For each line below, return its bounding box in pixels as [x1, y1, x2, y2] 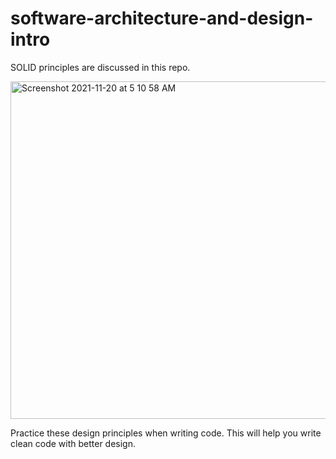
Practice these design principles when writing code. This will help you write [10, 427, 322, 439]
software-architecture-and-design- [10, 7, 314, 30]
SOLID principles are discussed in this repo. [10, 61, 191, 73]
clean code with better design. [10, 437, 136, 449]
